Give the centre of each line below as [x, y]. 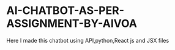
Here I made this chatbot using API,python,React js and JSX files [88, 40]
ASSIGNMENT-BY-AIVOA [72, 23]
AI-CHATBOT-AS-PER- [65, 11]
